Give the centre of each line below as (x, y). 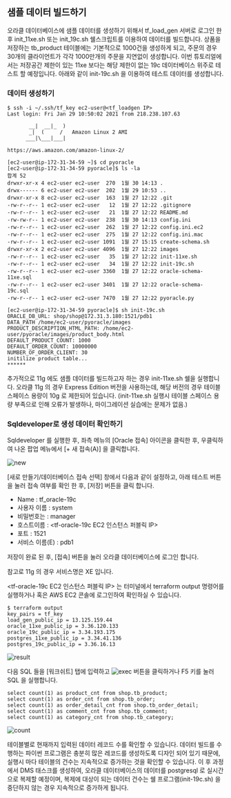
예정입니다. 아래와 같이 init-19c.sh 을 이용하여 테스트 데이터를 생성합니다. (125, 73)
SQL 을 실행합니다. (32, 680)
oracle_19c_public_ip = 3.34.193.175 (61, 632)
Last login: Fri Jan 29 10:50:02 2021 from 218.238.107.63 (94, 114)
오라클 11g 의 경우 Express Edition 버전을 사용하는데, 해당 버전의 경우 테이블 (118, 387)
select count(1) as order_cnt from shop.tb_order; (81, 699)
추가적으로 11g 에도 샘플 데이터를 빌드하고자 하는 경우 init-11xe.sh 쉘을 (101, 378)
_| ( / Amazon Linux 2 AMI (78, 132)
